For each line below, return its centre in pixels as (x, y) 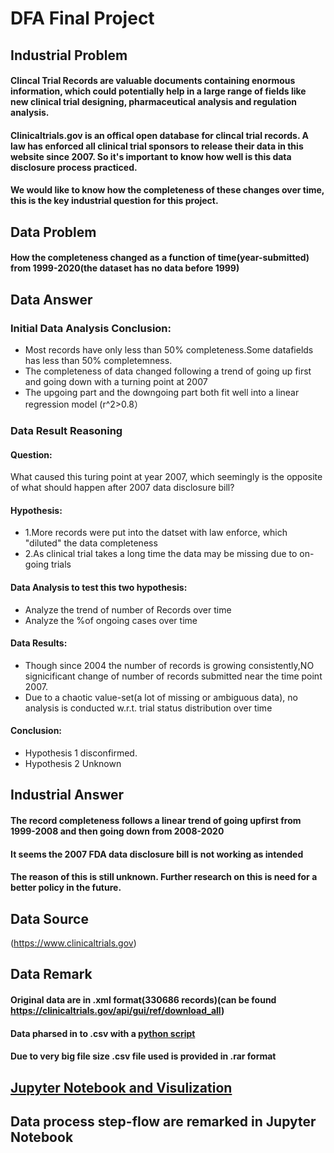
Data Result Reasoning (66, 430)
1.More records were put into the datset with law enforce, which (156, 533)
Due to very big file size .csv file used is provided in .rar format (143, 1056)
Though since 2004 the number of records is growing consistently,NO (169, 665)
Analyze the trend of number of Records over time (128, 609)
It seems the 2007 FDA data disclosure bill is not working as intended (157, 854)
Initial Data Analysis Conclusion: (91, 328)
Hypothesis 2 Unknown (73, 763)
